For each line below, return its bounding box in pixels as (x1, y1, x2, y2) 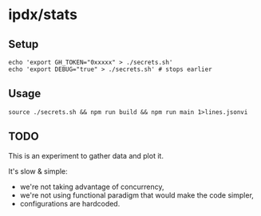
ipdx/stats (8, 6, 78, 24)
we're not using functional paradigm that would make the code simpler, (19, 190, 254, 200)
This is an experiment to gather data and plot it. (8, 151, 164, 160)
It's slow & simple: (8, 166, 68, 176)
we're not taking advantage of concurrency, (19, 182, 164, 191)
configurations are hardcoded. (19, 198, 121, 208)
